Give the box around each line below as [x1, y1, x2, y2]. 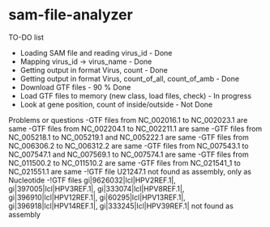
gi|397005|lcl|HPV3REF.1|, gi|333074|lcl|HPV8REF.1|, [8, 183, 185, 193]
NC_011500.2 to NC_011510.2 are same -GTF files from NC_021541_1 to [8, 158, 242, 167]
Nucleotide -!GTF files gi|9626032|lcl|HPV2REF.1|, [8, 175, 176, 185]
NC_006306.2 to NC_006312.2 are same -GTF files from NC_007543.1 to [8, 141, 249, 150]
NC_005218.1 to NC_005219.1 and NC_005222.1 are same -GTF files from [8, 132, 250, 142]
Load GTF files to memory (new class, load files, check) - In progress [19, 90, 252, 100]
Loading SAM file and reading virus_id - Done [19, 48, 173, 57]
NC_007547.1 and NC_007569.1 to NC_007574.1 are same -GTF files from [8, 149, 249, 159]
